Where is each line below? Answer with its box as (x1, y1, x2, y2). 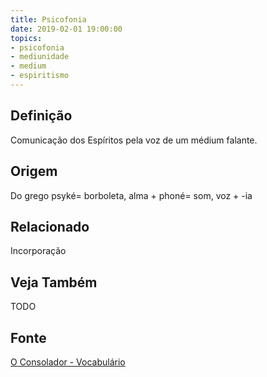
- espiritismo (10, 71, 70, 81)
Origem (10, 163, 58, 180)
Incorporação (10, 245, 67, 257)
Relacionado (10, 218, 90, 235)
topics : (10, 33, 43, 43)
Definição (10, 107, 73, 125)
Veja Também (10, 274, 98, 291)
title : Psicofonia (10, 14, 87, 25)
